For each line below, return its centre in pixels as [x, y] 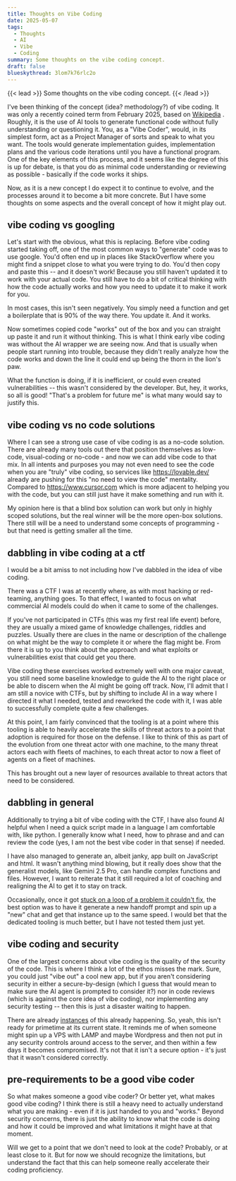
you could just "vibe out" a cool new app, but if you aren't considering [109, 976]
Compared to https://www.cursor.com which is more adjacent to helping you [118, 487]
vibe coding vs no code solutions [81, 425]
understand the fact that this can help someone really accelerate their [108, 1163]
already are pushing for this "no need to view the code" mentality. [103, 480]
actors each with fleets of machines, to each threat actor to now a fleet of [114, 751]
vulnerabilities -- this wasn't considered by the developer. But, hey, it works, [118, 388]
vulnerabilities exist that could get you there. [72, 657]
